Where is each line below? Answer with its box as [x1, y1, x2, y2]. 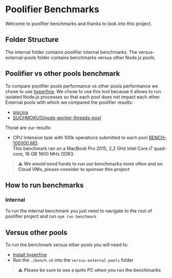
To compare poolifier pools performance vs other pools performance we [5, 83, 158, 89]
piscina [12, 109, 28, 115]
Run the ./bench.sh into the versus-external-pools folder [12, 257, 134, 263]
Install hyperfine [12, 252, 47, 258]
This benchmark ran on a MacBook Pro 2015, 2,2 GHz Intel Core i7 [12, 145, 153, 152]
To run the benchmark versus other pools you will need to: [5, 242, 128, 248]
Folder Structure [5, 35, 59, 44]
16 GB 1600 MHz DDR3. [25, 151, 75, 157]
